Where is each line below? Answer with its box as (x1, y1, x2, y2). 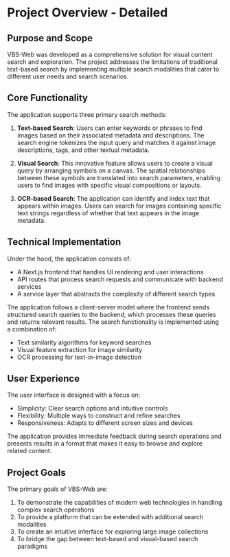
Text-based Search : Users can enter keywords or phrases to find (16, 124, 203, 132)
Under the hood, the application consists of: (7, 254, 132, 263)
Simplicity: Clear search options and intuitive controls (16, 404, 168, 413)
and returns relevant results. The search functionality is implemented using (7, 318, 220, 326)
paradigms (16, 542, 48, 551)
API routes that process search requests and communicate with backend (16, 275, 223, 283)
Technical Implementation (7, 236, 122, 248)
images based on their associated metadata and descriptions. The (16, 131, 205, 139)
